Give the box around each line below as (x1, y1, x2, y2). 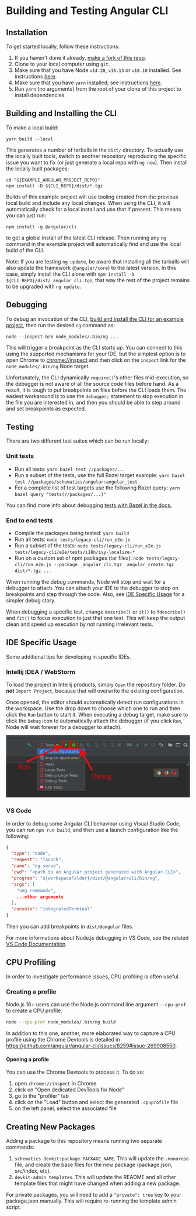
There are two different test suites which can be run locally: (6, 437, 149, 444)
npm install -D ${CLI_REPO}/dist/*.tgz (6, 183, 103, 189)
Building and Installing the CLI (6, 108, 117, 118)
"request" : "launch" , (11, 857, 64, 863)
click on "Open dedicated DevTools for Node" (14, 1086, 124, 1093)
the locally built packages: (6, 165, 69, 172)
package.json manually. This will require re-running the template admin (6, 1197, 177, 1204)
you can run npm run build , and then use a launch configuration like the (6, 826, 178, 833)
